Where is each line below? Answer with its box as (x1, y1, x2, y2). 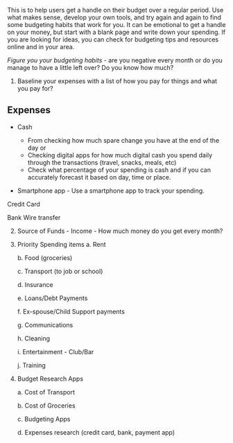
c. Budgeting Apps (17, 415, 71, 423)
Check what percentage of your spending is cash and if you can (27, 166, 212, 174)
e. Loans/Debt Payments (17, 294, 88, 302)
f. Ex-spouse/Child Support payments (17, 307, 125, 315)
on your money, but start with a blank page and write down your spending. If (7, 28, 226, 36)
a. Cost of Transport (17, 388, 75, 396)
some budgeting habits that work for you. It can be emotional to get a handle (7, 21, 226, 28)
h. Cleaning (17, 334, 51, 342)
